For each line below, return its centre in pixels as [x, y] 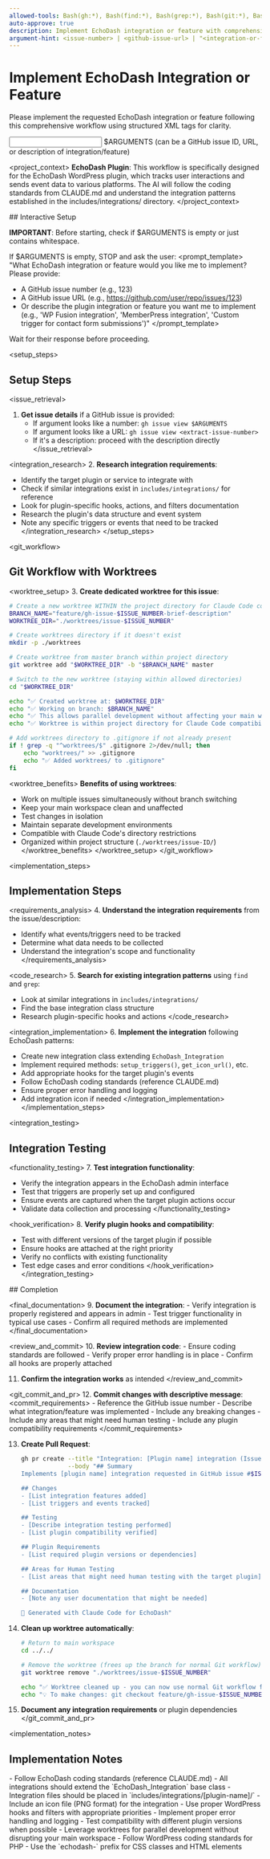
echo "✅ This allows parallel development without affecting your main [132, 716]
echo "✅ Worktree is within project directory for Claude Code [118, 724]
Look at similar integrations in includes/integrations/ [110, 1000]
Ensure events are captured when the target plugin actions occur [128, 1201]
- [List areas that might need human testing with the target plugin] [141, 1576]
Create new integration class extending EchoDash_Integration [122, 1056]
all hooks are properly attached [61, 1364]
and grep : [25, 984]
